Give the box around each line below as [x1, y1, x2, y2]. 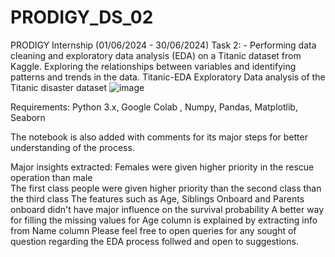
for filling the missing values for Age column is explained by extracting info [10, 214, 318, 226]
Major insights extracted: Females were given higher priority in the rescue [10, 161, 315, 173]
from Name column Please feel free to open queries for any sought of [10, 224, 297, 236]
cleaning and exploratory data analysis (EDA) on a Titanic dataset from [10, 49, 302, 61]
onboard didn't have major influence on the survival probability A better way [10, 203, 325, 215]
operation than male [10, 171, 93, 183]
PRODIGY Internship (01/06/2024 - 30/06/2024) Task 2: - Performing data [10, 39, 317, 51]
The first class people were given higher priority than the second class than [10, 182, 322, 194]
